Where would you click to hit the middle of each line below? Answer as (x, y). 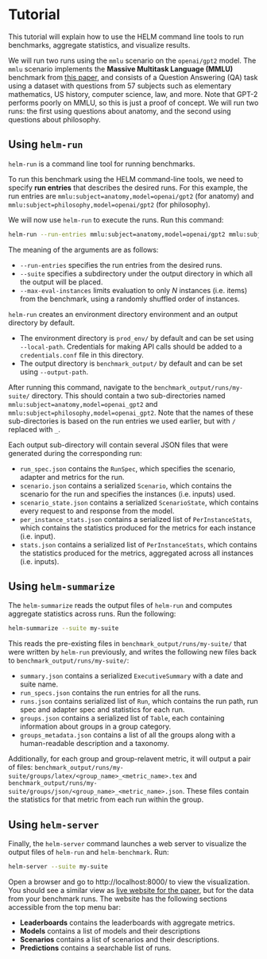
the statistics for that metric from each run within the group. (106, 799)
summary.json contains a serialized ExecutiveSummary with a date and (132, 676)
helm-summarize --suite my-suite (64, 628)
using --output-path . (54, 372)
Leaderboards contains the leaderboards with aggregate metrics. (127, 922)
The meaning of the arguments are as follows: (83, 249)
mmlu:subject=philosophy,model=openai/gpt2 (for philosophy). (109, 204)
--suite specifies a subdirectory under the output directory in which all (136, 273)
